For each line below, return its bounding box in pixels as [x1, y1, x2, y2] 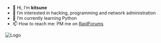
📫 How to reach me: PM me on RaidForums [12, 21, 104, 27]
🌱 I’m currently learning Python [12, 15, 77, 21]
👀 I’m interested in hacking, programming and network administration [12, 10, 156, 16]
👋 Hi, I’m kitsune [12, 5, 47, 10]
